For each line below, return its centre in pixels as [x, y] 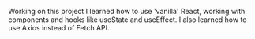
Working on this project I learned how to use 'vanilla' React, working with [127, 11]
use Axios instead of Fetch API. [59, 28]
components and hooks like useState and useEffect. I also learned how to [127, 19]
